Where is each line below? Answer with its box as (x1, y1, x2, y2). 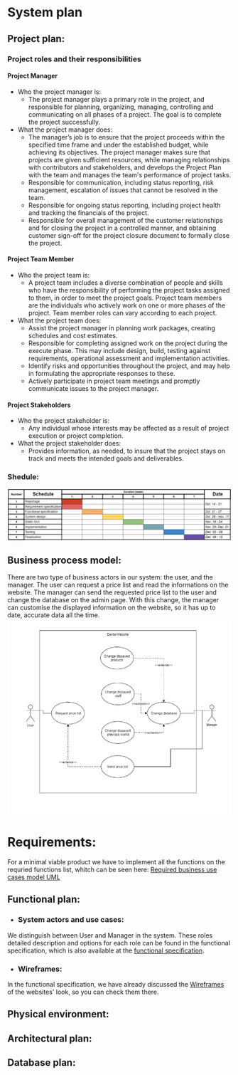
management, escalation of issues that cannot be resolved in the (28, 186, 218, 194)
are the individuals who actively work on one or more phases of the (28, 300, 226, 310)
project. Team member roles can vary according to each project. (28, 308, 217, 317)
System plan (7, 4, 83, 21)
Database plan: (7, 1056, 76, 1069)
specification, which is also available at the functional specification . (7, 946, 205, 955)
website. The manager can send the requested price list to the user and (7, 588, 217, 597)
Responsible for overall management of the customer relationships (28, 216, 224, 224)
